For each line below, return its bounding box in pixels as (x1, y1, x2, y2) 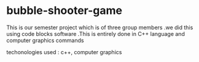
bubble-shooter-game (6, 4, 123, 18)
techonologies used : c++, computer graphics (6, 48, 122, 55)
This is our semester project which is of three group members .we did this (6, 24, 193, 31)
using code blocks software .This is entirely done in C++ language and (6, 30, 185, 37)
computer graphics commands (6, 36, 84, 44)
